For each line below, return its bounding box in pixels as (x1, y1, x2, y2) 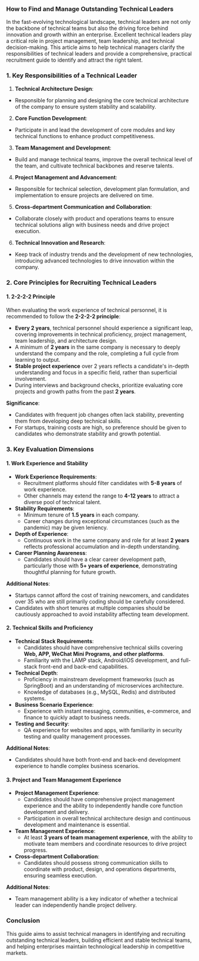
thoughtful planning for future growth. (23, 568, 117, 575)
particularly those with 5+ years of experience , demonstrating (23, 562, 178, 569)
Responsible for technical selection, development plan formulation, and (14, 185, 189, 193)
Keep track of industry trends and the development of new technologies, (14, 251, 194, 258)
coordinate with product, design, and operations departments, (23, 866, 177, 873)
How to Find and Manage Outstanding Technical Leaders (6, 5, 174, 13)
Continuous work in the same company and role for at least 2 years (23, 536, 189, 544)
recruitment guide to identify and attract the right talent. (6, 56, 143, 64)
